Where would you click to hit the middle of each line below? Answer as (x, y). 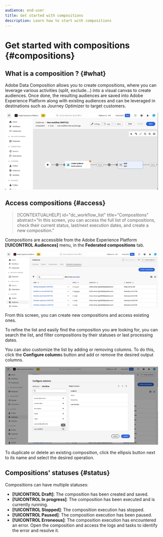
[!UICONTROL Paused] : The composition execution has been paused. (82, 515)
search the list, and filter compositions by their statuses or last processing (79, 335)
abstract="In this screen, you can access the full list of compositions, (86, 220)
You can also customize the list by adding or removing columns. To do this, (80, 350)
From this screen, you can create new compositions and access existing (77, 315)
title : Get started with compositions (44, 15)
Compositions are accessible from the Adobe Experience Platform (71, 240)
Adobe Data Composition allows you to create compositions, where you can (81, 85)
